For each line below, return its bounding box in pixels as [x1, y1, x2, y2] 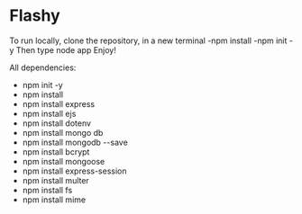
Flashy [9, 5, 60, 26]
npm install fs [22, 184, 73, 195]
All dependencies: [9, 62, 77, 73]
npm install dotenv [22, 118, 92, 129]
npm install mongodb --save [22, 137, 128, 147]
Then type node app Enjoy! [15, 44, 117, 55]
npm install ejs [22, 108, 77, 119]
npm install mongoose [22, 156, 105, 166]
